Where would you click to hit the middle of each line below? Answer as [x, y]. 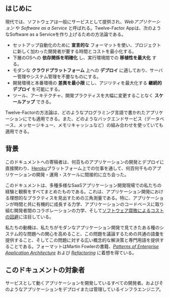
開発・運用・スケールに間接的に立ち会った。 [82, 174]
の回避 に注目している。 [30, 217]
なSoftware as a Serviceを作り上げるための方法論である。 [66, 34]
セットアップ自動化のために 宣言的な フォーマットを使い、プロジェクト [87, 45]
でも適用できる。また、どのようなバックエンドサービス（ [87, 118]
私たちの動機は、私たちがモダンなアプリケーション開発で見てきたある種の [82, 227]
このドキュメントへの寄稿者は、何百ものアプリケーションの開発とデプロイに [85, 162]
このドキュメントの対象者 [45, 270]
